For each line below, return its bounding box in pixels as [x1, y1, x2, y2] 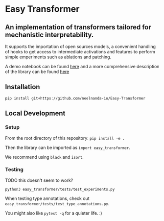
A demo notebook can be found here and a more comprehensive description [5, 64, 160, 69]
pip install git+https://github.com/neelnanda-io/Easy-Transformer [5, 96, 146, 101]
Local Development [5, 109, 66, 118]
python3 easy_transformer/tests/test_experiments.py [5, 187, 115, 192]
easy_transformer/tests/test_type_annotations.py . [5, 200, 110, 206]
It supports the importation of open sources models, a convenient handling [5, 44, 156, 49]
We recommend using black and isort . [5, 154, 84, 160]
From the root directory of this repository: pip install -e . [5, 135, 125, 141]
